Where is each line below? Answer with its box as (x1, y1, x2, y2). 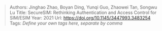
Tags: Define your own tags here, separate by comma (9, 20, 123, 26)
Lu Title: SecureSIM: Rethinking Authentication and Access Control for (9, 9, 157, 15)
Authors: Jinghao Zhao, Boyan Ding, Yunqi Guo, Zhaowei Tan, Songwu (9, 4, 157, 10)
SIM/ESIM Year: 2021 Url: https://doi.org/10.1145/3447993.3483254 (9, 15, 151, 20)
